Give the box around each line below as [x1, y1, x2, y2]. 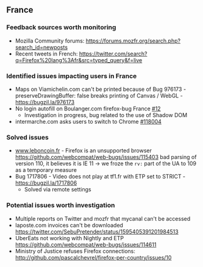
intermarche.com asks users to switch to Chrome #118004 [15, 118, 162, 125]
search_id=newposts [15, 43, 68, 51]
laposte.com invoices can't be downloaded [15, 221, 124, 229]
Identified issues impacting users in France [6, 71, 137, 80]
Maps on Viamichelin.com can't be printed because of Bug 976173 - [15, 85, 187, 93]
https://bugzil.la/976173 [15, 98, 75, 105]
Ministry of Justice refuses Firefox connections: [15, 247, 135, 255]
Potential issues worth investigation [6, 201, 115, 210]
